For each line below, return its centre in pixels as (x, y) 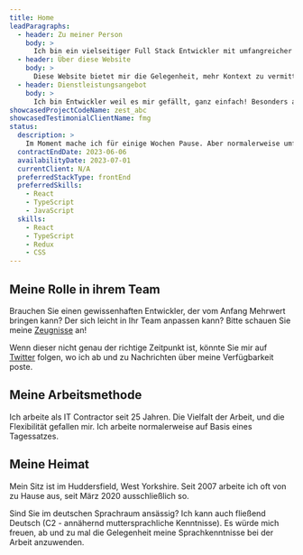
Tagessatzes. (34, 436)
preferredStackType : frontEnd (74, 177)
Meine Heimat (50, 464)
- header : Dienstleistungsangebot (82, 85)
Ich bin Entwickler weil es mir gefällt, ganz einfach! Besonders (161, 102)
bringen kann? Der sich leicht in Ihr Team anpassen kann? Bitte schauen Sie (150, 320)
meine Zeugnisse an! (48, 329)
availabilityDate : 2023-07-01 (74, 160)
